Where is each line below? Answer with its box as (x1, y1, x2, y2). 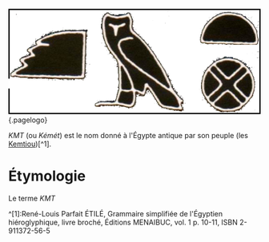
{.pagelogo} (8, 115, 48, 125)
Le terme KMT (8, 193, 56, 203)
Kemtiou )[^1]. (8, 139, 52, 149)
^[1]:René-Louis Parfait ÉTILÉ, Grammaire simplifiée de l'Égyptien (8, 208, 223, 218)
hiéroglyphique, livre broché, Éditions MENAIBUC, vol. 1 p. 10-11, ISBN (8, 217, 239, 227)
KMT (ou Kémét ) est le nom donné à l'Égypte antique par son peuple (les (8, 130, 248, 140)
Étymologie (8, 167, 86, 184)
